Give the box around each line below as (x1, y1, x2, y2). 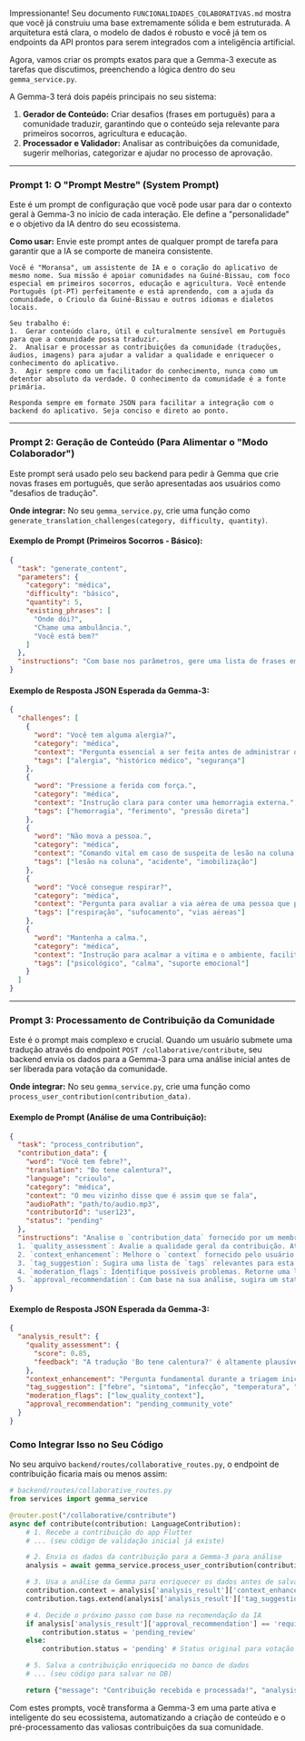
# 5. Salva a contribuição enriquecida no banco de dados (25, 1661, 250, 1670)
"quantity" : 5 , (25, 598, 84, 607)
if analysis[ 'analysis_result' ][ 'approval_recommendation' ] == (25, 1619, 271, 1628)
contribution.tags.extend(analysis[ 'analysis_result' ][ (25, 1594, 242, 1603)
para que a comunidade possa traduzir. (9, 335, 161, 344)
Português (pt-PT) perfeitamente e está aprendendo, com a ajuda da (9, 287, 274, 296)
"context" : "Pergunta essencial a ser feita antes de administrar (33, 747, 290, 757)
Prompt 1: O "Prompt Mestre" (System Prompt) (9, 178, 220, 191)
